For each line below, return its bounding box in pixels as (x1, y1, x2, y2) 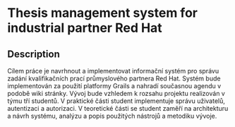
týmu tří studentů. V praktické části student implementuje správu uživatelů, (7, 97, 226, 105)
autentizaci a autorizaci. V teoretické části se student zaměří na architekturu (7, 104, 229, 112)
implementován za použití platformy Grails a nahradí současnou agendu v (7, 82, 222, 90)
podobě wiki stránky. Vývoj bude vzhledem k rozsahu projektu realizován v (7, 90, 226, 97)
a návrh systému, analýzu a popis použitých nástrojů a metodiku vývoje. (7, 111, 217, 120)
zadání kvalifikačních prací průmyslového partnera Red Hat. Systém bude (7, 74, 221, 83)
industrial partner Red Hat (7, 20, 162, 36)
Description (7, 48, 60, 60)
